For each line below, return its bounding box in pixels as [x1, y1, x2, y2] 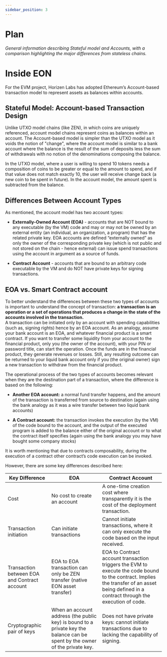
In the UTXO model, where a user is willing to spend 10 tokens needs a [5, 161, 150, 167]
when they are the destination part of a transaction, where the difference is [5, 376, 159, 382]
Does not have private [102, 612, 154, 619]
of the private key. [51, 644, 94, 651]
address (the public [51, 612, 97, 619]
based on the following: [5, 382, 54, 388]
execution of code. [102, 598, 146, 605]
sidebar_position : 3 [5, 7, 48, 12]
